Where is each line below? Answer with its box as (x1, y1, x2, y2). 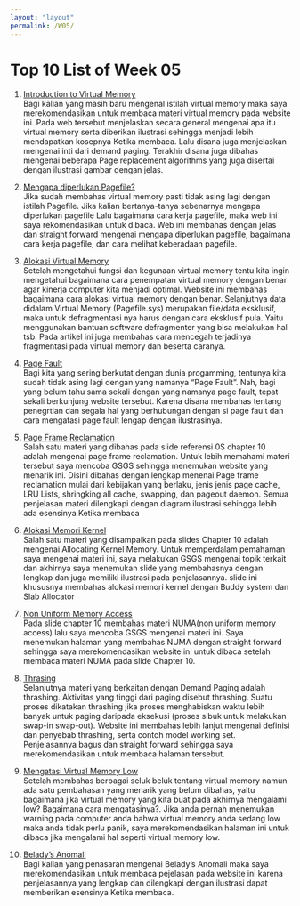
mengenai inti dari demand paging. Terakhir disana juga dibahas (22, 146, 259, 157)
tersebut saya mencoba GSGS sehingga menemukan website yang (22, 460, 269, 472)
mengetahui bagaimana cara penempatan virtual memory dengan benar (22, 275, 288, 286)
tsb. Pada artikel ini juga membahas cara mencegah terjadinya (22, 331, 252, 343)
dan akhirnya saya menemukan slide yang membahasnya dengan (22, 562, 264, 574)
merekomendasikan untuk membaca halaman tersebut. (22, 748, 225, 759)
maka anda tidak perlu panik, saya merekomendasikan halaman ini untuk (22, 822, 290, 833)
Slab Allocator (22, 591, 75, 602)
